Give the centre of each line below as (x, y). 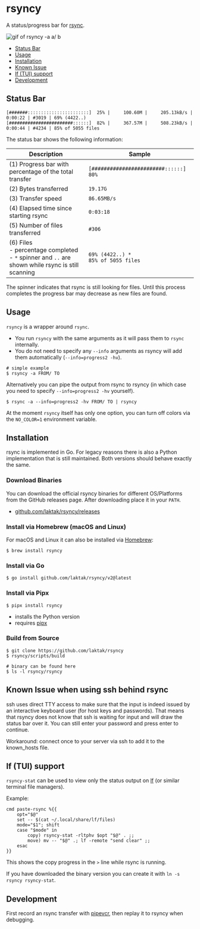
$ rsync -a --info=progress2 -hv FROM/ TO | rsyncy (71, 402)
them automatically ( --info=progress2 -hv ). (68, 357)
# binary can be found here (41, 666)
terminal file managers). (35, 787)
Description (46, 154)
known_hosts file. (28, 747)
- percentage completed (44, 250)
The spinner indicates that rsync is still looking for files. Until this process (96, 287)
